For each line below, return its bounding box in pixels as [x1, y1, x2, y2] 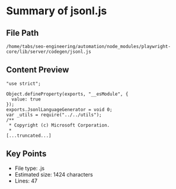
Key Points [6, 149, 47, 159]
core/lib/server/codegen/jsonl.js [6, 49, 92, 55]
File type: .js [14, 165, 45, 172]
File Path [6, 28, 39, 38]
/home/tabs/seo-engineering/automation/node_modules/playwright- [6, 43, 171, 49]
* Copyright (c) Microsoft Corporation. [8, 122, 110, 128]
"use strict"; [6, 80, 41, 87]
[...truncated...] [6, 133, 52, 138]
